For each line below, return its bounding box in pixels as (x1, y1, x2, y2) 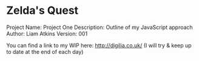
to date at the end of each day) (6, 48, 84, 55)
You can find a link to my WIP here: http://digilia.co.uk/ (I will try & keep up (6, 42, 192, 49)
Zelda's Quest (6, 4, 79, 18)
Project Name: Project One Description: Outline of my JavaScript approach (6, 24, 193, 31)
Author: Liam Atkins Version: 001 (6, 30, 88, 37)
